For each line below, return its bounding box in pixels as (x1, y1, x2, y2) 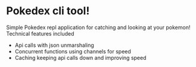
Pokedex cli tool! (6, 4, 90, 18)
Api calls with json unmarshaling (14, 42, 94, 49)
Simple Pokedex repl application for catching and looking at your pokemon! (6, 24, 191, 31)
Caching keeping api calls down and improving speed (14, 54, 147, 61)
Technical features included (6, 30, 74, 37)
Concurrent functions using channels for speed (14, 47, 131, 55)
